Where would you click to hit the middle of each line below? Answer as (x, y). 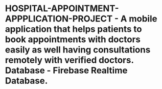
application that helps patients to (74, 29)
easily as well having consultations (78, 50)
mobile (143, 19)
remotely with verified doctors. (69, 60)
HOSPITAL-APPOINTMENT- (62, 9)
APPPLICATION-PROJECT (59, 19)
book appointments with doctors (73, 40)
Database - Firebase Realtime (66, 71)
